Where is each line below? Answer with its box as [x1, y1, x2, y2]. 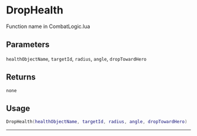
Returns [6, 72, 36, 82]
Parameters [6, 40, 50, 50]
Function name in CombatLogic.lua [6, 23, 90, 30]
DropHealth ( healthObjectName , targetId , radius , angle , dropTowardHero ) [6, 119, 188, 125]
